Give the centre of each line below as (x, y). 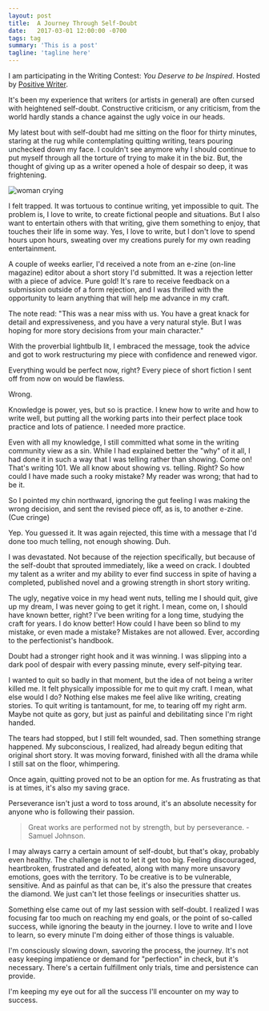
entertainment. (33, 248)
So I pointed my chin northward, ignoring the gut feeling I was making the (129, 500)
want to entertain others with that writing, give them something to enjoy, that (134, 223)
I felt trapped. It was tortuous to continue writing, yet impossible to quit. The (133, 206)
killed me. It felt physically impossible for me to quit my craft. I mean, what (131, 689)
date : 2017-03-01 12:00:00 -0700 (68, 30)
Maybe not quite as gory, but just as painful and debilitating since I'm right (130, 714)
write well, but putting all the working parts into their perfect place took (125, 418)
